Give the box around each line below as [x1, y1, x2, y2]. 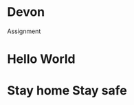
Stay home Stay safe [7, 83, 127, 99]
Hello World [7, 51, 76, 67]
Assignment [7, 27, 41, 35]
